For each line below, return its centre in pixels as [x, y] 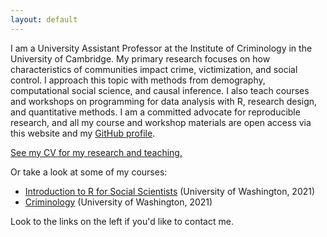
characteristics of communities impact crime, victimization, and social [154, 69]
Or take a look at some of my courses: [89, 172]
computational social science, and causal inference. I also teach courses [160, 90]
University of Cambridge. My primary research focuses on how [140, 58]
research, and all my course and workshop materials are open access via [161, 122]
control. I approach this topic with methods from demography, [138, 80]
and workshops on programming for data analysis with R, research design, [164, 101]
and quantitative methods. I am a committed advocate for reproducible [155, 112]
